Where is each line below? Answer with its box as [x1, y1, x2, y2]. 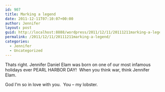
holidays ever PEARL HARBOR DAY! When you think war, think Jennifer [5, 67, 150, 72]
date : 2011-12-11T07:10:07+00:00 [5, 16, 74, 21]
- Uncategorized [9, 48, 43, 53]
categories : [5, 39, 29, 44]
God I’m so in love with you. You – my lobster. [5, 81, 98, 87]
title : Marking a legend [5, 12, 56, 17]
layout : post [5, 25, 32, 30]
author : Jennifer [5, 21, 41, 26]
